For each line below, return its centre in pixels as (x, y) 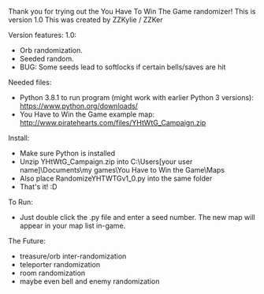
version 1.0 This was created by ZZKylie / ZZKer (86, 20)
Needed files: (30, 82)
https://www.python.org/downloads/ (78, 106)
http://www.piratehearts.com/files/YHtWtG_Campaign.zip (113, 123)
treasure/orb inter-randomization (73, 256)
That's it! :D (38, 187)
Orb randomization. (51, 50)
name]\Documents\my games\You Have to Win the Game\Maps (122, 170)
